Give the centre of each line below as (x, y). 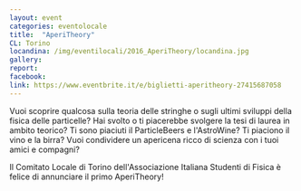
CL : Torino (30, 43)
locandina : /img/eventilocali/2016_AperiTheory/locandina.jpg (129, 52)
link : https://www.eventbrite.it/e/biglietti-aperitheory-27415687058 (146, 85)
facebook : (28, 77)
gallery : (26, 60)
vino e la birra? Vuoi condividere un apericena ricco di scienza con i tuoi (144, 139)
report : (24, 69)
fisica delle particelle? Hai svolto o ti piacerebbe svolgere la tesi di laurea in (150, 120)
